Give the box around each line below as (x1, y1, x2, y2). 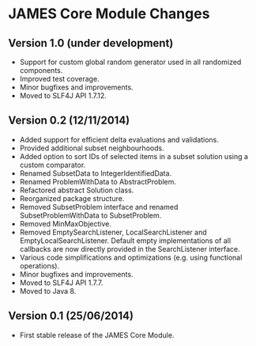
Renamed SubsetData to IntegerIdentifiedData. (19, 168, 172, 178)
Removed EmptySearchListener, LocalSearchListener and (19, 227, 207, 237)
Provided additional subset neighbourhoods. (19, 143, 164, 153)
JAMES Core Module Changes (8, 5, 210, 23)
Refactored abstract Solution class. (19, 185, 134, 195)
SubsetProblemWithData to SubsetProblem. (19, 211, 162, 220)
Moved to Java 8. (19, 286, 77, 295)
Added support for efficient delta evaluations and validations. (19, 135, 219, 144)
